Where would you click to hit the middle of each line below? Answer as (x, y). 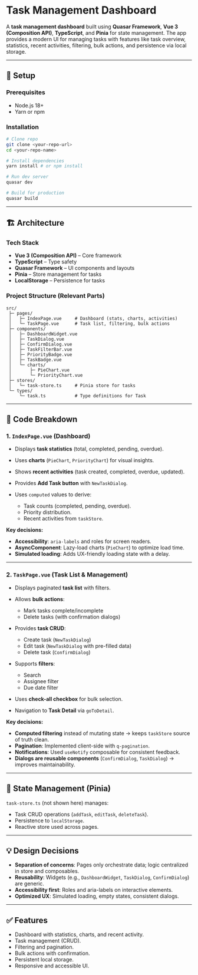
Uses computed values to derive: (53, 495)
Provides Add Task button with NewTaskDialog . (71, 483)
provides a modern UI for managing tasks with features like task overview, (96, 39)
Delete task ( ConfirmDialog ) (57, 652)
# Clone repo (22, 139)
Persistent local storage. (44, 960)
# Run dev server (27, 177)
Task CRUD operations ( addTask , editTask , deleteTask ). (81, 814)
